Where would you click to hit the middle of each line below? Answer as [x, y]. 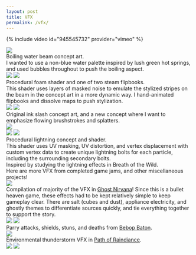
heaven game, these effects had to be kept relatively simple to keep [89, 196]
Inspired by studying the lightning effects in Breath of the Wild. [82, 165]
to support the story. [31, 214]
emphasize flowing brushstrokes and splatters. [63, 121]
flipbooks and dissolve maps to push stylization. [65, 101]
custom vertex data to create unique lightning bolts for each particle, [89, 152]
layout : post [22, 11]
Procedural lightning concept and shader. [56, 140]
